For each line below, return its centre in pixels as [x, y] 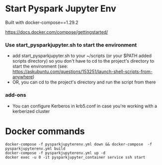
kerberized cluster [31, 111]
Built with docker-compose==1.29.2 [42, 22]
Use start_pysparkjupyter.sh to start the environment [71, 45]
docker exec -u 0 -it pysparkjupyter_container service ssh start [75, 158]
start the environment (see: [40, 66]
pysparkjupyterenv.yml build [35, 149]
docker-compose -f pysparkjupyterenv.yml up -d [55, 153]
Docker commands [45, 131]
